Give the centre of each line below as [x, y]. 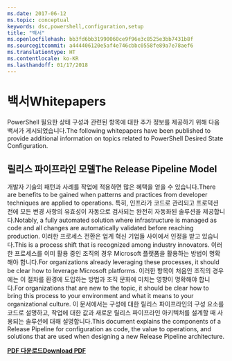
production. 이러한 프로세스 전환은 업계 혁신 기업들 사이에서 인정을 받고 [104, 237]
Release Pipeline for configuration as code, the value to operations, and [109, 329]
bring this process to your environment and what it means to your [100, 296]
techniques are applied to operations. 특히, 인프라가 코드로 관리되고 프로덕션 [113, 203]
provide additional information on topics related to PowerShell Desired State [115, 138]
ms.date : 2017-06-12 [37, 13]
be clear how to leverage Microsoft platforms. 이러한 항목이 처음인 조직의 [109, 271]
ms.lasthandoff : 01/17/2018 [48, 65]
